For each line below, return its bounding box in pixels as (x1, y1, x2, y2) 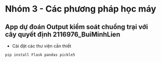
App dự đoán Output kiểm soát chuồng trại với (5, 23, 148, 31)
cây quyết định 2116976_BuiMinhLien (5, 30, 121, 38)
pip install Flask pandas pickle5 (5, 52, 76, 57)
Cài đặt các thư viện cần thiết (12, 43, 72, 49)
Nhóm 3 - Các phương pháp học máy (5, 3, 157, 15)
